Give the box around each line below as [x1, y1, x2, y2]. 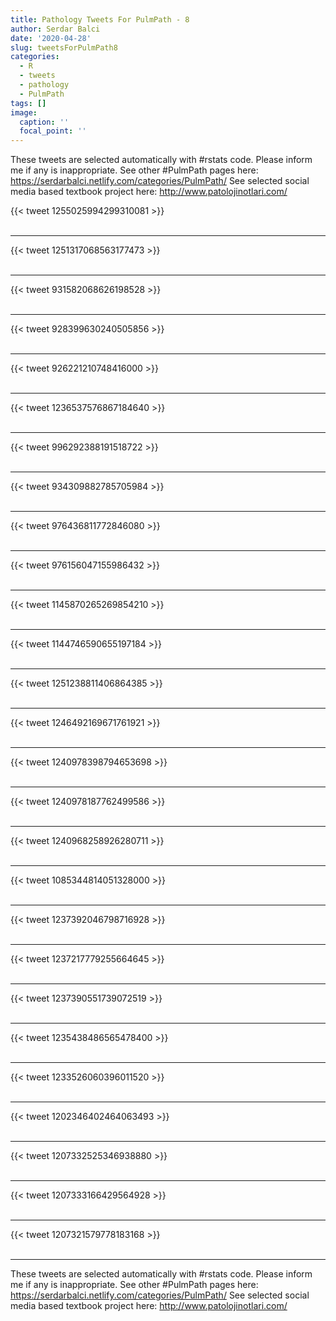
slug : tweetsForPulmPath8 [10, 42, 118, 53]
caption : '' [19, 117, 70, 127]
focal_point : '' [19, 126, 87, 136]
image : [10, 107, 38, 118]
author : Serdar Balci [10, 24, 101, 34]
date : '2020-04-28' [10, 33, 92, 43]
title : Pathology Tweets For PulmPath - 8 [10, 14, 190, 25]
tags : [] [10, 98, 47, 108]
